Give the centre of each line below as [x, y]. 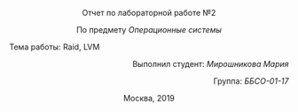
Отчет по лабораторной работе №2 [149, 13]
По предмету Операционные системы [149, 30]
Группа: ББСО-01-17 [251, 81]
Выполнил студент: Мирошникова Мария [211, 64]
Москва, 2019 [149, 98]
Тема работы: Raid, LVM [55, 47]
